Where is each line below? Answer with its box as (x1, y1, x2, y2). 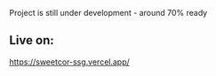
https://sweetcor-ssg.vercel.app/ (9, 57, 131, 67)
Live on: (9, 33, 55, 48)
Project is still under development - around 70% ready (9, 8, 208, 18)
